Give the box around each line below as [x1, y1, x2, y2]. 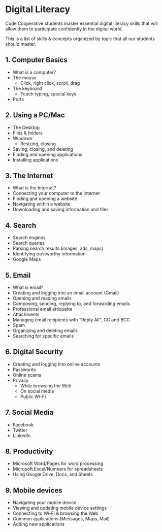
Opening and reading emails [12, 295, 72, 301]
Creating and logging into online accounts [12, 361, 101, 367]
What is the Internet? [12, 185, 57, 191]
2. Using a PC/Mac [5, 111, 65, 120]
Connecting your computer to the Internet [12, 190, 100, 196]
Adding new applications [12, 521, 65, 527]
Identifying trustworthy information [12, 251, 86, 257]
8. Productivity [5, 447, 53, 456]
